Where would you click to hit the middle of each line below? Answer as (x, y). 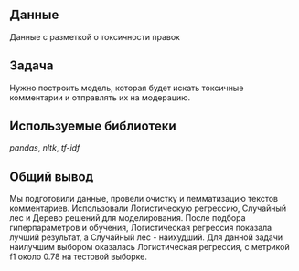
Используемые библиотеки (93, 126)
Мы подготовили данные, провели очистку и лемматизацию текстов (144, 199)
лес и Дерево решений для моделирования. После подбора (128, 218)
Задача (32, 66)
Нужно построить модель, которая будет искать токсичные (127, 88)
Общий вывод (52, 177)
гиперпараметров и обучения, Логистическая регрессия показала (141, 228)
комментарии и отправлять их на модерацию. (100, 97)
